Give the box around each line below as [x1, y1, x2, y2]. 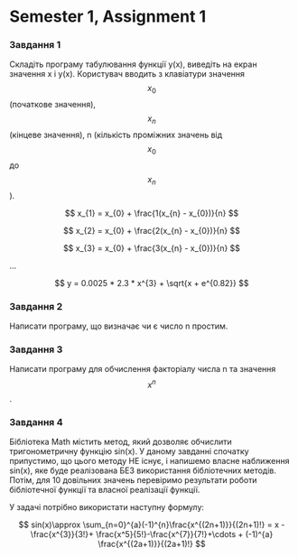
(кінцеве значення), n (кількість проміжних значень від [9, 129, 223, 141]
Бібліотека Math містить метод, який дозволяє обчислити [9, 436, 232, 448]
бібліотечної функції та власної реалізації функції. [9, 485, 200, 496]
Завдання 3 [9, 343, 63, 356]
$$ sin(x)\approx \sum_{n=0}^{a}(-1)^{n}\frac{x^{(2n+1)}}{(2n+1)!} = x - [18, 519, 285, 530]
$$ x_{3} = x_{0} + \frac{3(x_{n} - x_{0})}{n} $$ [62, 242, 241, 254]
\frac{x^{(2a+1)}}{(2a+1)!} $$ [98, 539, 206, 550]
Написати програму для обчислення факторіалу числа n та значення [9, 364, 276, 375]
